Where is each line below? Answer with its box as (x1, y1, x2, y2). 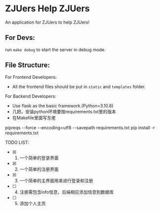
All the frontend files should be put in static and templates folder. (12, 83, 146, 89)
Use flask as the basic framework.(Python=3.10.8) (12, 103, 114, 108)
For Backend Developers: (5, 93, 57, 99)
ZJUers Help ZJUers (5, 3, 90, 14)
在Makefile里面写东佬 (12, 114, 56, 121)
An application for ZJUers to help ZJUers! (5, 19, 90, 25)
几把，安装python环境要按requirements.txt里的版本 (12, 108, 116, 114)
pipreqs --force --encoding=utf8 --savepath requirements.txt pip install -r (5, 124, 155, 131)
